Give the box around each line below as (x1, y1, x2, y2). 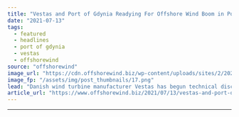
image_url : (7, 69, 40, 77)
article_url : (7, 89, 46, 96)
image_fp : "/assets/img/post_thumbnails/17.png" (7, 76, 154, 84)
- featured (14, 30, 46, 38)
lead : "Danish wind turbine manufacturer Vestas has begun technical (7, 83, 218, 90)
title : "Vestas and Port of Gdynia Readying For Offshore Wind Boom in (7, 10, 224, 18)
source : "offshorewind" (7, 63, 78, 70)
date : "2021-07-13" (7, 17, 65, 24)
